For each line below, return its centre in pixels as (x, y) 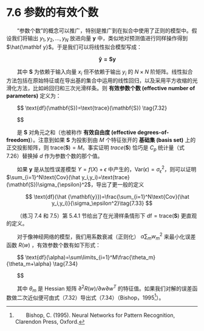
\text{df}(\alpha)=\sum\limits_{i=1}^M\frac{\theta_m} (90, 257)
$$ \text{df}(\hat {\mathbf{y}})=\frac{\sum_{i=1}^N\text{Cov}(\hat (107, 196)
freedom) (19, 140)
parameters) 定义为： (34, 96)
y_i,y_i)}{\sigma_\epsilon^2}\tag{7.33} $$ (102, 203)
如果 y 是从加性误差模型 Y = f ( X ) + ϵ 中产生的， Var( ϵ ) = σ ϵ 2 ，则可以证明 (107, 169)
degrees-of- (153, 132)
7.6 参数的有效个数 (53, 12)
